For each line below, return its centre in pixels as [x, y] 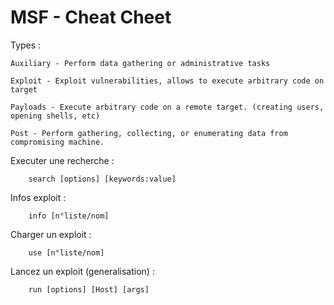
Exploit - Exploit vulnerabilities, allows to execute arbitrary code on [167, 81]
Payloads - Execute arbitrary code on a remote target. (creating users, [167, 107]
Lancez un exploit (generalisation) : [82, 271]
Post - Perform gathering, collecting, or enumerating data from [149, 133]
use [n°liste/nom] [66, 252]
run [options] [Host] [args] [89, 289]
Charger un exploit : [51, 234]
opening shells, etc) [55, 116]
